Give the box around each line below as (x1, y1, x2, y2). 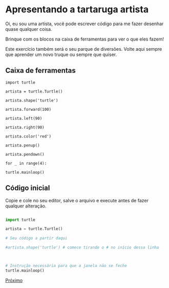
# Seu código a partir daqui (5, 236, 68, 241)
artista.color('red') (5, 133, 52, 139)
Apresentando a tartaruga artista (5, 4, 149, 15)
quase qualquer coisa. (5, 26, 52, 32)
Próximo (5, 277, 23, 283)
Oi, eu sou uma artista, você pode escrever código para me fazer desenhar (5, 21, 164, 27)
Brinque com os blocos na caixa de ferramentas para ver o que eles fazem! (5, 36, 164, 42)
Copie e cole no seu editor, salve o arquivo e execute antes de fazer (5, 197, 149, 203)
